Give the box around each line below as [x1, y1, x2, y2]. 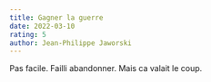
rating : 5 [9, 30, 47, 39]
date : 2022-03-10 [9, 22, 75, 31]
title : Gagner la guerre [9, 13, 104, 23]
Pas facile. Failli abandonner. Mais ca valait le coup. [9, 63, 203, 74]
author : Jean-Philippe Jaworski [9, 38, 132, 48]
